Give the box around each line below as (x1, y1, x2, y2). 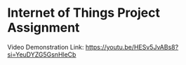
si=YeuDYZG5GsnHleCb (7, 50, 77, 59)
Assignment (7, 20, 80, 36)
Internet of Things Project (7, 5, 160, 21)
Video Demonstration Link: (7, 43, 84, 51)
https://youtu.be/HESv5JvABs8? (85, 43, 179, 51)
